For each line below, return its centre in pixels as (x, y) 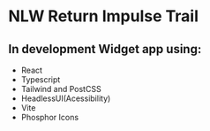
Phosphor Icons (50, 117)
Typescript (41, 80)
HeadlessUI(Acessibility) (66, 98)
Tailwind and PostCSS (61, 89)
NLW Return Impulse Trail (104, 16)
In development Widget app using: (105, 49)
